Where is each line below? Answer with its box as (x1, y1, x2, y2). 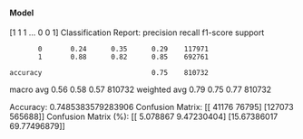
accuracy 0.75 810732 (9, 69, 209, 78)
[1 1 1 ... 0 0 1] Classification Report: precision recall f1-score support (9, 27, 265, 38)
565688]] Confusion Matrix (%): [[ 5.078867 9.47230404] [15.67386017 (9, 111, 279, 122)
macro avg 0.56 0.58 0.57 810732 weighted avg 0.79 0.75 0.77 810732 (9, 84, 272, 95)
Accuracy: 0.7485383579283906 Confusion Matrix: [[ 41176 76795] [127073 (9, 102, 294, 113)
